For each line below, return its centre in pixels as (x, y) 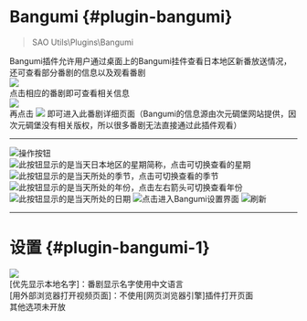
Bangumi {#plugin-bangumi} (121, 17)
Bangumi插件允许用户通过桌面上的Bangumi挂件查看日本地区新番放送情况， (151, 60)
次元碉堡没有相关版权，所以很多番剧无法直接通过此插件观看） (126, 124)
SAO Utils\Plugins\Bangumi (83, 42)
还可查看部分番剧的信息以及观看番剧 (78, 72)
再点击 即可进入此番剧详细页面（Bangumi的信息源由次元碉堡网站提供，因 (153, 113)
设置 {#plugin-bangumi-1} (110, 248)
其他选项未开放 (37, 306)
